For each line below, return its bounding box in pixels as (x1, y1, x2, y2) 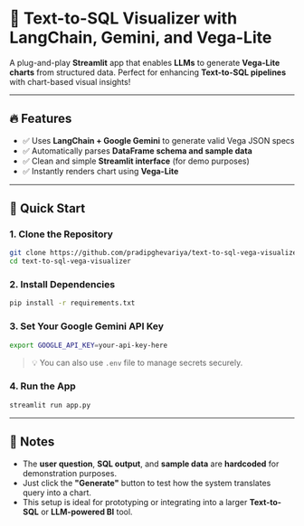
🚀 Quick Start (9, 201, 86, 216)
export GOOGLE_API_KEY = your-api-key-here (9, 341, 168, 350)
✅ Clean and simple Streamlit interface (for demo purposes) (22, 155, 251, 166)
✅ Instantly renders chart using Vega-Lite (22, 165, 179, 176)
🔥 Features (9, 111, 72, 127)
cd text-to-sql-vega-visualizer (9, 257, 131, 266)
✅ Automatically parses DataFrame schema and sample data (22, 145, 253, 156)
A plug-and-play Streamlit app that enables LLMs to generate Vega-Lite (9, 57, 280, 68)
